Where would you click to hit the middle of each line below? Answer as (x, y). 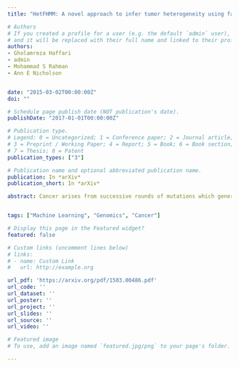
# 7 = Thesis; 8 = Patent (46, 151)
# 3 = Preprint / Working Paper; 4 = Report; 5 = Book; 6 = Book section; (121, 144)
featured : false (31, 235)
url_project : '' (31, 307)
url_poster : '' (30, 300)
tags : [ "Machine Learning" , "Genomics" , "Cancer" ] (84, 216)
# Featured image (33, 340)
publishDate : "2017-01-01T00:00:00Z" (63, 118)
